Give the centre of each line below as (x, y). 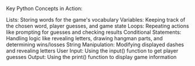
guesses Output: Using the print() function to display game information (91, 57)
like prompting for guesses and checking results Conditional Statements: (94, 32)
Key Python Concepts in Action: (45, 8)
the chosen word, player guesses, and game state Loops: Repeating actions (97, 26)
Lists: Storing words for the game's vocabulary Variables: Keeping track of (96, 20)
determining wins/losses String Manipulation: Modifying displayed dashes (95, 44)
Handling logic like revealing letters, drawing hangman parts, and (84, 38)
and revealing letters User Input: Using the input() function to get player (92, 51)
